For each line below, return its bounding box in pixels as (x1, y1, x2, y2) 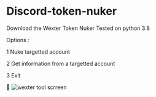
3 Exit (6, 71, 21, 79)
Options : (6, 36, 29, 43)
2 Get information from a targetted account (6, 60, 115, 67)
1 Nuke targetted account (6, 48, 71, 56)
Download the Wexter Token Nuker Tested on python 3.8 (6, 24, 150, 32)
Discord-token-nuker (6, 4, 117, 18)
